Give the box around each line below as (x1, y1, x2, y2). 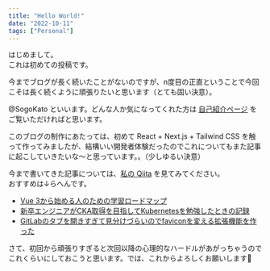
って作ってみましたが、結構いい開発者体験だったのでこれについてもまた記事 (8, 142, 262, 152)
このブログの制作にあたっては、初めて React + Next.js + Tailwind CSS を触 (8, 131, 256, 141)
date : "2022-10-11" (8, 19, 74, 27)
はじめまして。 (8, 50, 58, 60)
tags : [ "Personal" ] (8, 27, 74, 35)
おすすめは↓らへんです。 (8, 179, 91, 189)
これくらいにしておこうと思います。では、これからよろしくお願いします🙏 (8, 253, 252, 263)
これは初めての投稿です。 (8, 60, 93, 69)
